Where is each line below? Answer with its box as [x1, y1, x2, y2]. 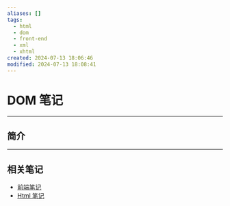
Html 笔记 [16, 192, 44, 200]
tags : [7, 16, 23, 23]
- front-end [13, 36, 48, 42]
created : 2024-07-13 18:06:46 [7, 55, 94, 62]
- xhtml [13, 49, 36, 55]
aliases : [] [7, 10, 41, 17]
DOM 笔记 [7, 92, 64, 108]
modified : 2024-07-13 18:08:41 [7, 61, 97, 68]
